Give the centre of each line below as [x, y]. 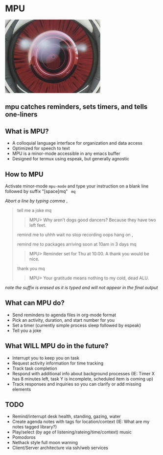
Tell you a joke [27, 331]
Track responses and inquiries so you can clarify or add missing [77, 384]
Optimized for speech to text [41, 149]
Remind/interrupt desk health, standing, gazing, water [66, 417]
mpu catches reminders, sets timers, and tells [76, 107]
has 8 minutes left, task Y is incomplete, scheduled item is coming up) [82, 379]
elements [22, 389]
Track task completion [35, 368]
